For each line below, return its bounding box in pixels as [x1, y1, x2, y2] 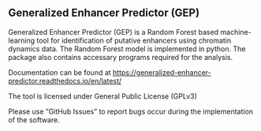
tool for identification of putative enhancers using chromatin [36, 36, 232, 45]
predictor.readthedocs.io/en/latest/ [8, 76, 122, 85]
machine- [220, 27, 252, 36]
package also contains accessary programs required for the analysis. [8, 52, 233, 62]
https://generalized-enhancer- [113, 67, 211, 77]
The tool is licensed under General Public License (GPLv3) [8, 91, 197, 101]
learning [8, 36, 35, 45]
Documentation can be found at [8, 67, 112, 77]
